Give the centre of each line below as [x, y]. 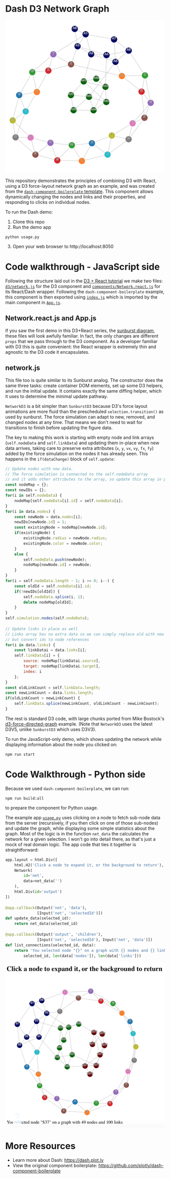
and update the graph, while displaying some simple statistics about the [80, 828]
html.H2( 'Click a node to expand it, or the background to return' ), [89, 865]
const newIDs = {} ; [26, 490]
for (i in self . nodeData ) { [34, 495]
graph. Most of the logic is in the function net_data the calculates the [77, 833]
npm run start [20, 754]
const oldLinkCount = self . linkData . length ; [53, 688]
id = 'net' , [34, 876]
